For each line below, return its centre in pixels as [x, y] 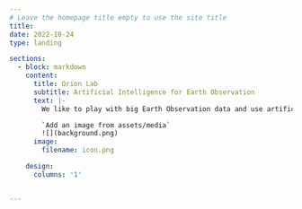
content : [42, 76]
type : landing [36, 43]
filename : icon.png [78, 150]
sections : [28, 59]
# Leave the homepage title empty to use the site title [118, 17]
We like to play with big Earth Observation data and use [152, 109]
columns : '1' [58, 174]
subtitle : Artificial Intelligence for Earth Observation [144, 92]
